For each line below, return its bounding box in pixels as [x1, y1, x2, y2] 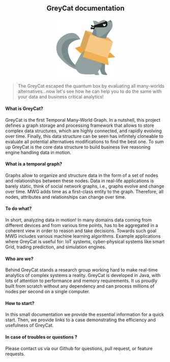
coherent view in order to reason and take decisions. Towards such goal [5, 228, 157, 234]
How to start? [5, 300, 35, 306]
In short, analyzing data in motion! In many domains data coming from [5, 217, 152, 223]
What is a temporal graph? [5, 161, 63, 167]
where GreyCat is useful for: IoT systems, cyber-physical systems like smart [5, 239, 165, 245]
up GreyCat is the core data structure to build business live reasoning [5, 144, 151, 150]
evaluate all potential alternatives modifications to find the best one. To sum [5, 138, 164, 145]
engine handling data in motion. [5, 149, 72, 155]
